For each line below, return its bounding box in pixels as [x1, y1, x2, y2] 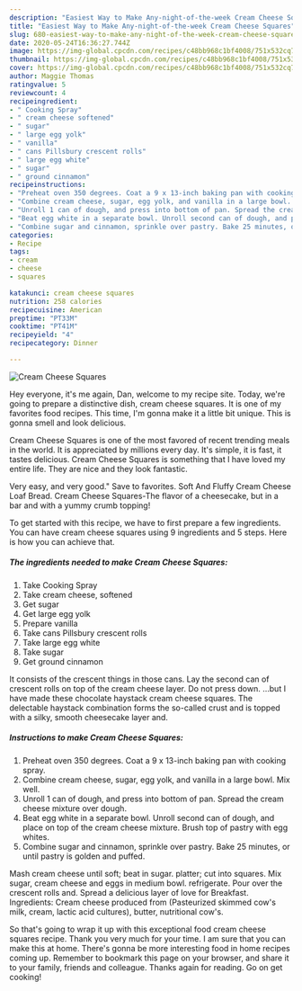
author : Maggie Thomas [9, 72, 94, 81]
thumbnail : [9, 55, 50, 64]
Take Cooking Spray [22, 579, 98, 590]
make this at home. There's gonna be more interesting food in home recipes [9, 942, 290, 953]
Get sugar [22, 599, 60, 610]
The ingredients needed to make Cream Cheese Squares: [9, 557, 228, 567]
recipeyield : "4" [9, 330, 75, 340]
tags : [9, 247, 30, 256]
